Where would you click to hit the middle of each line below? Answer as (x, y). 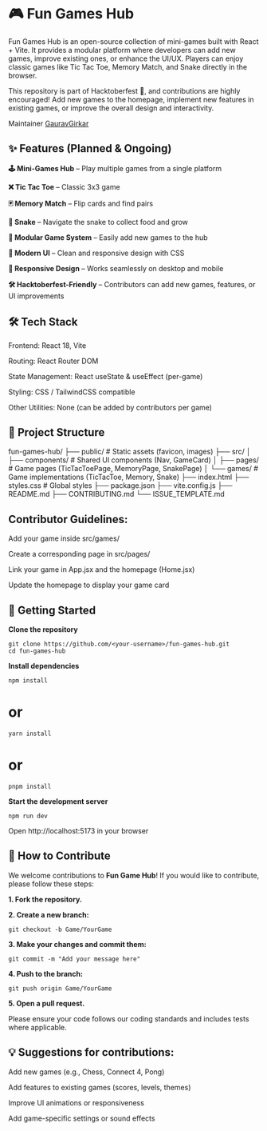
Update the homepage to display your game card (89, 585)
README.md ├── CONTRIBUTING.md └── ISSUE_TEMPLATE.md (116, 494)
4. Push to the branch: (46, 973)
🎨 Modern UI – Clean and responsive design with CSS (96, 253)
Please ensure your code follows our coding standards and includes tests (129, 1018)
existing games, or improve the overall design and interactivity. (111, 108)
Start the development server (58, 801)
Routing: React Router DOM (53, 361)
